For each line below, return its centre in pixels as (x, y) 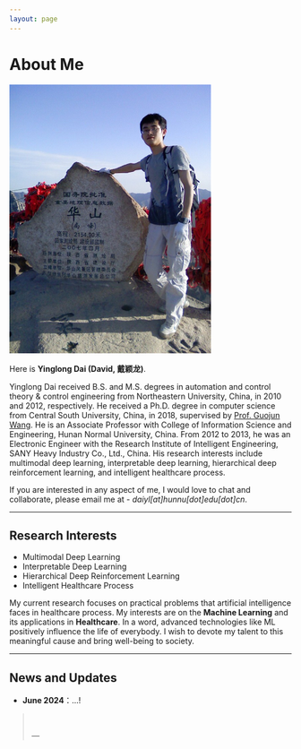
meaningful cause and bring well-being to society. (102, 641)
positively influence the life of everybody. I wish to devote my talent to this (146, 632)
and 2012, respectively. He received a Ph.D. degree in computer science (142, 405)
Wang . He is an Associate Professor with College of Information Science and (150, 425)
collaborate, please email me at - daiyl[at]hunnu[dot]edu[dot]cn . (129, 499)
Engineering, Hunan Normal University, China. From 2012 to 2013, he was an (150, 434)
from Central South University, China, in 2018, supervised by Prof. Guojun (145, 415)
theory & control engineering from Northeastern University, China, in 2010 (146, 396)
